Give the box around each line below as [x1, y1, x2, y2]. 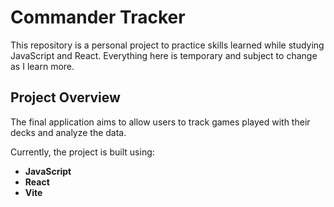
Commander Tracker [10, 6, 186, 29]
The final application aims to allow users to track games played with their [10, 116, 311, 128]
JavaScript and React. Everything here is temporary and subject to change [10, 49, 318, 61]
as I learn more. [10, 60, 75, 72]
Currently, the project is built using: [10, 146, 155, 158]
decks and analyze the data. [10, 126, 127, 138]
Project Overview [10, 89, 121, 106]
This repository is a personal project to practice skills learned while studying [10, 39, 325, 51]
